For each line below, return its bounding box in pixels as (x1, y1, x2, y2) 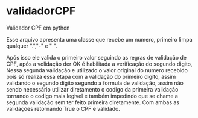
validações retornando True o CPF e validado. (6, 105, 121, 112)
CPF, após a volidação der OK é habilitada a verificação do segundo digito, (6, 60, 193, 67)
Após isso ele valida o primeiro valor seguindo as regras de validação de (6, 54, 187, 61)
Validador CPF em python (6, 24, 70, 31)
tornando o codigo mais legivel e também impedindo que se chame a (6, 92, 178, 99)
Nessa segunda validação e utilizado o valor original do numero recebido (6, 66, 188, 73)
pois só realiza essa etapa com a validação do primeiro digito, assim (6, 73, 176, 80)
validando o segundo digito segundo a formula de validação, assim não (6, 79, 184, 87)
